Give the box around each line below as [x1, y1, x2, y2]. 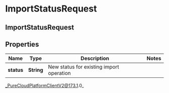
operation [48, 70, 71, 77]
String [28, 66, 44, 73]
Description [80, 55, 110, 62]
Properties [5, 40, 39, 48]
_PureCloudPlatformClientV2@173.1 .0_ [5, 82, 84, 88]
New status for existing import [48, 63, 119, 70]
